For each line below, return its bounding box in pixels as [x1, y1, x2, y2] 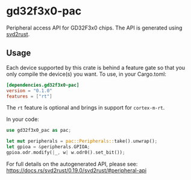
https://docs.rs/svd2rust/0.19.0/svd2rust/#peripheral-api [6, 167, 147, 174]
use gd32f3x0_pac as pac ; [6, 128, 71, 134]
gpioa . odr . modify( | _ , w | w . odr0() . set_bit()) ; [6, 149, 125, 155]
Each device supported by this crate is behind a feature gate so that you [6, 64, 186, 71]
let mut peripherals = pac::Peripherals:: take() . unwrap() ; [6, 138, 158, 144]
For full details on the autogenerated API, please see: [6, 160, 138, 167]
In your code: [6, 116, 39, 123]
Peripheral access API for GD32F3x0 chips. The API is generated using [6, 24, 183, 31]
